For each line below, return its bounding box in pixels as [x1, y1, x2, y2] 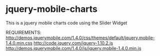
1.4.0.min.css [5, 40, 33, 46]
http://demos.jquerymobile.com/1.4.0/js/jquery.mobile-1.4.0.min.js [5, 45, 141, 51]
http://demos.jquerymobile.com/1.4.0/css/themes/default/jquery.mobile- [5, 35, 155, 41]
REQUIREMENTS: [5, 29, 41, 35]
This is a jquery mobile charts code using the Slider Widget [5, 20, 127, 26]
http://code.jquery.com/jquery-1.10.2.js [33, 40, 113, 46]
